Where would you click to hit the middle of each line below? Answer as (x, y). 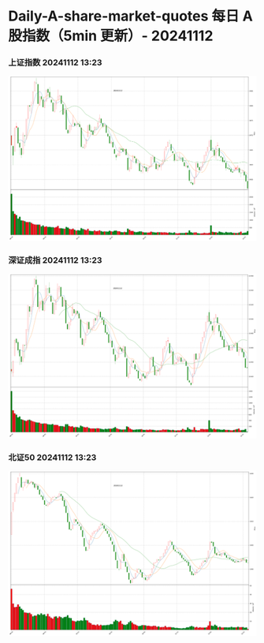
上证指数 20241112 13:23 (55, 62)
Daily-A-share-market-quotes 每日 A (131, 16)
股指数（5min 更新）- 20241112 (111, 36)
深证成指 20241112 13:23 (55, 260)
